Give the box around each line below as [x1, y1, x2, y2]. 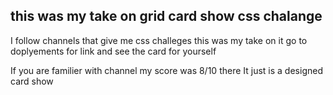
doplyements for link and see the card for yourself [10, 45, 217, 57]
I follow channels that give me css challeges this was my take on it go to [10, 34, 308, 46]
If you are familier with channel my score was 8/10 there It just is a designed [10, 64, 323, 76]
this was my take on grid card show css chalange [10, 8, 323, 25]
